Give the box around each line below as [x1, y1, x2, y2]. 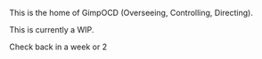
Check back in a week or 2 [9, 41, 108, 52]
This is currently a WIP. [9, 25, 94, 34]
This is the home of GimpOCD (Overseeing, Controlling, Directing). [9, 8, 254, 18]
